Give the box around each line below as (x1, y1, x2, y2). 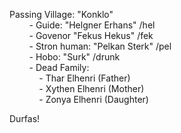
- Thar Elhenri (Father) (38, 72, 131, 84)
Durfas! (9, 113, 41, 124)
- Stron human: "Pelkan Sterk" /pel (28, 40, 172, 52)
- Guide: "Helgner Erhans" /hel (28, 19, 156, 31)
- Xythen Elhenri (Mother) (38, 83, 145, 94)
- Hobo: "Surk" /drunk (28, 51, 121, 63)
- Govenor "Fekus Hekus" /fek (28, 30, 154, 41)
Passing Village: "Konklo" (9, 9, 114, 20)
